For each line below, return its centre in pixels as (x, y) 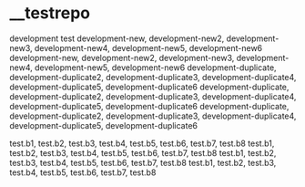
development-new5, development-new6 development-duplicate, (156, 68)
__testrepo (50, 13)
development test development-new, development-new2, (117, 38)
